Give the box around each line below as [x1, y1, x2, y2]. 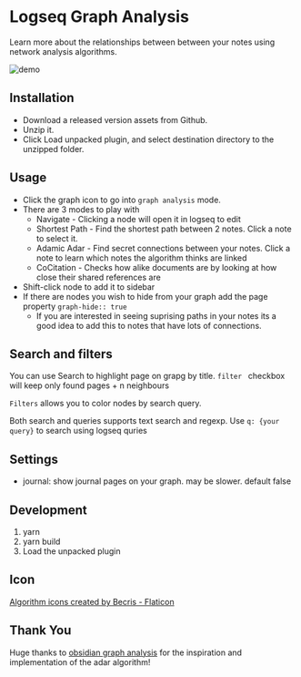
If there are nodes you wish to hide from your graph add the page [22, 291, 268, 302]
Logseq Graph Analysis [9, 6, 189, 27]
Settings [9, 451, 59, 467]
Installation [9, 90, 75, 106]
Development [9, 502, 88, 518]
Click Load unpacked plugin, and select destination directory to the [22, 134, 275, 145]
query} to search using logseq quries [9, 426, 147, 436]
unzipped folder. [22, 143, 85, 154]
